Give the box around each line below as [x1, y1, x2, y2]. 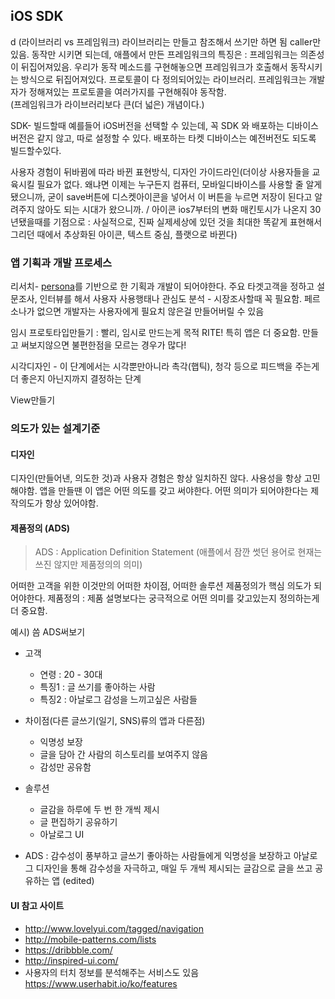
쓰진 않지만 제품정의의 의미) [34, 559, 143, 571]
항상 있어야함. [44, 497, 99, 509]
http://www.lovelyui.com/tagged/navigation [24, 922, 205, 934]
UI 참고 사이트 [10, 900, 65, 912]
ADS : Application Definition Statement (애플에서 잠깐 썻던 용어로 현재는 [34, 546, 323, 558]
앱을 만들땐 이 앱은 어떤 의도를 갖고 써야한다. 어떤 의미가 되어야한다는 [39, 485, 309, 497]
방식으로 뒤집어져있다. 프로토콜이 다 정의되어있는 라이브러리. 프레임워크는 [20, 73, 307, 85]
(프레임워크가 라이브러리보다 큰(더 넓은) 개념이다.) [10, 98, 205, 110]
